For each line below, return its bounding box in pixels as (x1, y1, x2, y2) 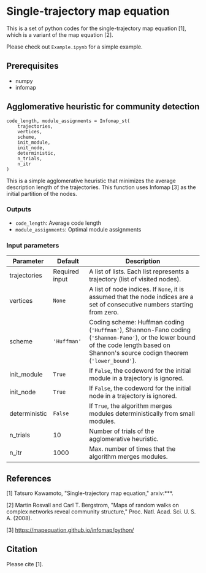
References (6, 473, 51, 483)
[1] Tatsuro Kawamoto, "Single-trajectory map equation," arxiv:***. (6, 489, 174, 497)
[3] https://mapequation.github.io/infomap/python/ (6, 526, 134, 534)
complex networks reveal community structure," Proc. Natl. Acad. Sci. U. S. (6, 508, 196, 515)
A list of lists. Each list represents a (88, 267, 189, 276)
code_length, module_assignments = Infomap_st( (6, 118, 131, 124)
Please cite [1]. (6, 560, 44, 567)
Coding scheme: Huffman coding (88, 318, 185, 327)
